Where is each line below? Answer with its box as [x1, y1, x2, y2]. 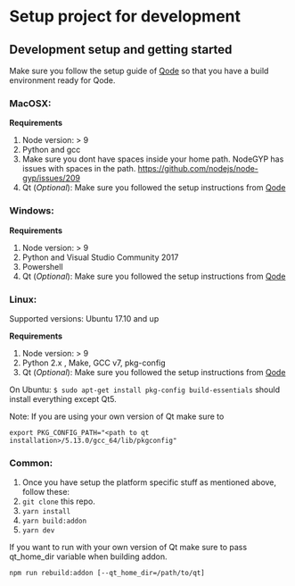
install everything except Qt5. [9, 393, 118, 404]
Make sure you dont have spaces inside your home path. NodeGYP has [21, 154, 284, 164]
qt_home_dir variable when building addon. [9, 551, 168, 562]
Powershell [21, 261, 64, 272]
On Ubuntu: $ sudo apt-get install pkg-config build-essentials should [9, 384, 281, 395]
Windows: [9, 205, 55, 217]
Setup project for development [9, 6, 242, 27]
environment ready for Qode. [9, 75, 116, 86]
